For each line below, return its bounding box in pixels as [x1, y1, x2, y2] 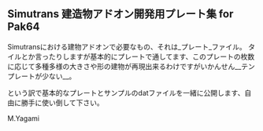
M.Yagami [7, 113, 40, 123]
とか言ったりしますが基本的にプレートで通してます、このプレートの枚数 [20, 52, 255, 61]
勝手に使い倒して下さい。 [20, 97, 104, 107]
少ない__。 [41, 71, 76, 81]
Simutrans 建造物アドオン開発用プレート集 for [7, 7, 234, 21]
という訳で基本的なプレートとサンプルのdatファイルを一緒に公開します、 [7, 88, 245, 97]
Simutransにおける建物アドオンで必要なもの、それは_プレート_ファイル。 [7, 42, 247, 51]
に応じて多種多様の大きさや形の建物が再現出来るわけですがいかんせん [7, 61, 235, 71]
